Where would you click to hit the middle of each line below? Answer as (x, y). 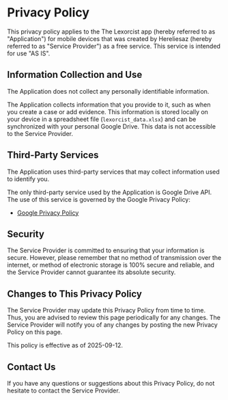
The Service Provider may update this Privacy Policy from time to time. (106, 310)
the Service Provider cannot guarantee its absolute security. (91, 272)
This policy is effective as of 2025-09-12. (65, 345)
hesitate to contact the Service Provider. (64, 390)
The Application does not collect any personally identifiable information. (108, 91)
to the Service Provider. (40, 133)
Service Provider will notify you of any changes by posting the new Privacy (113, 325)
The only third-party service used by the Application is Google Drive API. (110, 192)
